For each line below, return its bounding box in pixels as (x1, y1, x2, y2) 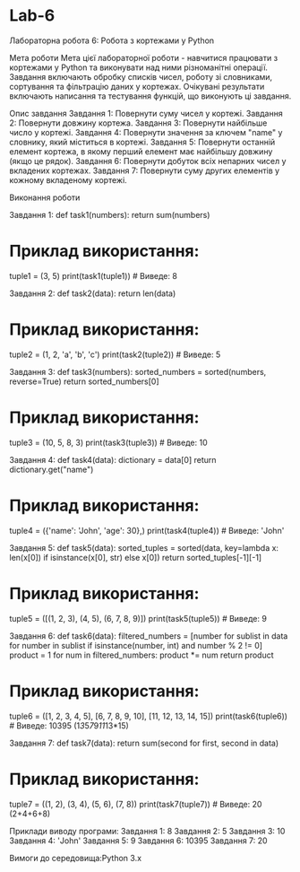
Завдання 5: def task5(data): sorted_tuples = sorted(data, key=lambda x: (9, 542, 279, 553)
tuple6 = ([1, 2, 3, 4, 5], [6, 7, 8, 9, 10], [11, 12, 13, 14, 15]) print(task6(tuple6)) (9, 711, 288, 721)
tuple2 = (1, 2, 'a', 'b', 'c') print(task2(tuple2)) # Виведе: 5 (9, 349, 221, 360)
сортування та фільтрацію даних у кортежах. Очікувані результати (9, 81, 265, 92)
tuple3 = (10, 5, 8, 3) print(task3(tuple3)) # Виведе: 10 (9, 437, 208, 448)
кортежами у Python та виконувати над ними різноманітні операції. (9, 62, 269, 73)
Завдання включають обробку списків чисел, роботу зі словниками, (9, 71, 273, 82)
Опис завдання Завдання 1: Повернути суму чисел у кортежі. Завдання (9, 108, 284, 118)
